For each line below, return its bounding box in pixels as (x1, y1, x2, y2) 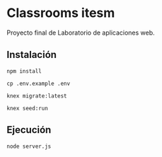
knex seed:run (6, 105, 49, 112)
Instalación (6, 49, 57, 61)
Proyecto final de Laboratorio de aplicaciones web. (6, 28, 155, 37)
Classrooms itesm (6, 5, 115, 21)
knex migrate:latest (6, 92, 68, 100)
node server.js (6, 143, 52, 150)
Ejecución (6, 124, 52, 136)
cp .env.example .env (6, 80, 71, 87)
